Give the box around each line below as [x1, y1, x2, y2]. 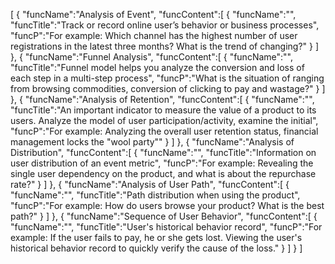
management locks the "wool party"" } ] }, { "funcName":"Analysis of [10, 136, 295, 148]
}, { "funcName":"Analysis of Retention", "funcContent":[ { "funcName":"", [10, 94, 315, 105]
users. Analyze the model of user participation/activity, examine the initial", [10, 115, 319, 126]
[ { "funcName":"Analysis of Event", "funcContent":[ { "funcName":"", [10, 9, 297, 20]
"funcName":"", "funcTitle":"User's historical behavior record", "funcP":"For [10, 221, 323, 233]
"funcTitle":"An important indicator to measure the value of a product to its [10, 104, 317, 116]
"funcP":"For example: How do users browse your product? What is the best [10, 200, 325, 211]
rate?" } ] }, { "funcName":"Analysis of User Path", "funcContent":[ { [10, 179, 290, 190]
